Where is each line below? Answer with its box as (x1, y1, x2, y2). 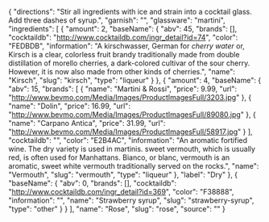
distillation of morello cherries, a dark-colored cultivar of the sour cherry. (8, 58, 250, 68)
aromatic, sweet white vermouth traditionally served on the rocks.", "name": (8, 161, 259, 170)
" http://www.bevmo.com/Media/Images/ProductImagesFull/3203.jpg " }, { (8, 93, 252, 102)
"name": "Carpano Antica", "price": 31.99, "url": (8, 119, 166, 128)
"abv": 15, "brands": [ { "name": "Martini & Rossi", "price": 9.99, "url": (8, 84, 238, 94)
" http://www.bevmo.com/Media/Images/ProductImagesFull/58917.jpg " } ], (8, 127, 253, 136)
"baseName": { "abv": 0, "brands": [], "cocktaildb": (8, 178, 177, 188)
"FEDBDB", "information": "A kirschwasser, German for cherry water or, (8, 41, 246, 51)
